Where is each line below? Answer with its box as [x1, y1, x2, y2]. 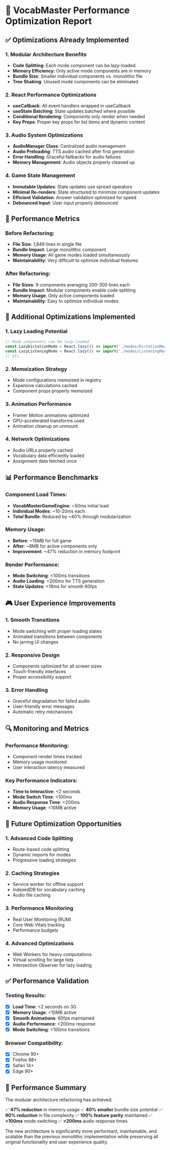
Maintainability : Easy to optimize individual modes [12, 298, 119, 304]
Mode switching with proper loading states [12, 628, 102, 634]
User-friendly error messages [12, 704, 75, 710]
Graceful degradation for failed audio [12, 698, 90, 704]
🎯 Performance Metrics [5, 214, 80, 223]
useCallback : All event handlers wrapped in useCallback [12, 103, 132, 109]
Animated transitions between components [12, 633, 103, 640]
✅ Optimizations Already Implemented [5, 36, 129, 44]
